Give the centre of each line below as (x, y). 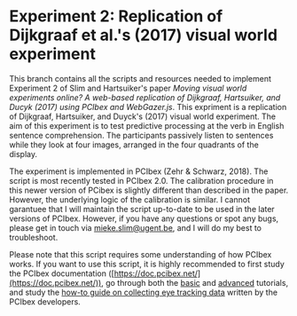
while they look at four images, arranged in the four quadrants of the (134, 145)
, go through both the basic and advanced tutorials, (195, 282)
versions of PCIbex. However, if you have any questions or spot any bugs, (144, 218)
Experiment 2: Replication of (116, 16)
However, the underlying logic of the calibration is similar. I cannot (130, 199)
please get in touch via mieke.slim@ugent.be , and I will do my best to (135, 227)
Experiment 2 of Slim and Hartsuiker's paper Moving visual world (128, 88)
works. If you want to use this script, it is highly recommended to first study (147, 264)
